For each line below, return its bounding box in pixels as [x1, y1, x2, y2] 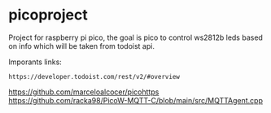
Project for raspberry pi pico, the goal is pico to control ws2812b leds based [8, 33, 263, 42]
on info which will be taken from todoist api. [8, 41, 155, 50]
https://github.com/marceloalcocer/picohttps [8, 87, 160, 97]
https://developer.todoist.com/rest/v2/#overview [8, 72, 181, 80]
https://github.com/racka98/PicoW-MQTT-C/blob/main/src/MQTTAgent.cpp [8, 95, 263, 105]
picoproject [8, 6, 88, 24]
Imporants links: [8, 57, 63, 67]
